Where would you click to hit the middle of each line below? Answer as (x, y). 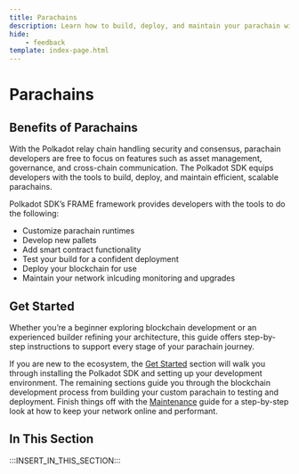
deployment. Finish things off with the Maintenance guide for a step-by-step (149, 401)
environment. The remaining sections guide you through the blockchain (140, 382)
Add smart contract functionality (81, 249)
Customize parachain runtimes (78, 231)
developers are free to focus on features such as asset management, (136, 159)
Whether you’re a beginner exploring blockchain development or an (133, 327)
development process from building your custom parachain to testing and (144, 392)
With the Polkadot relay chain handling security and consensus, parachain (145, 149)
